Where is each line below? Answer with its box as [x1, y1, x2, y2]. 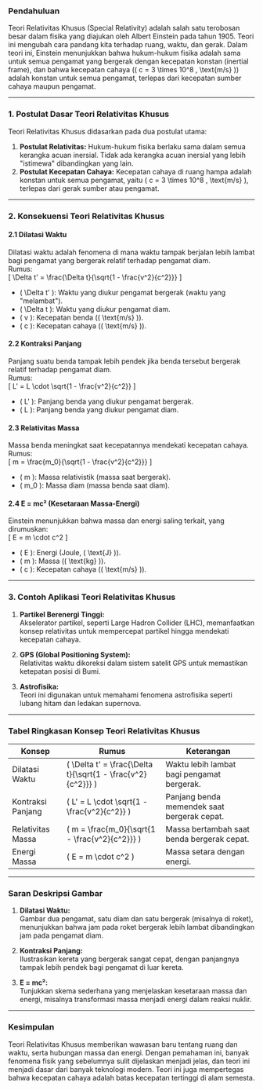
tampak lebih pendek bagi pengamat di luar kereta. [19, 963, 184, 972]
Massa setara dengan [165, 846, 245, 857]
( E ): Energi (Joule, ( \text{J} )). [19, 548, 121, 558]
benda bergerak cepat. [165, 833, 250, 844]
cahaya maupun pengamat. [8, 82, 96, 91]
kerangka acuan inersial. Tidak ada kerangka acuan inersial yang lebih [19, 150, 247, 159]
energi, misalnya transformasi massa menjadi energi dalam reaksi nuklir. [19, 995, 252, 1004]
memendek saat [165, 801, 225, 812]
